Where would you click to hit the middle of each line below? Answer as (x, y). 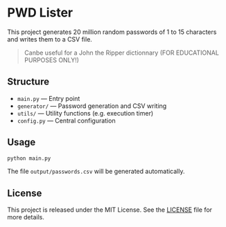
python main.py (29, 158)
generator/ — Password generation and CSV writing (92, 106)
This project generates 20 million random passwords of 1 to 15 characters (112, 32)
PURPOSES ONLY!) (52, 60)
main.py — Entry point (49, 98)
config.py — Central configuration (66, 120)
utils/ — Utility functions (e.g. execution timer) (85, 113)
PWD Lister (40, 13)
